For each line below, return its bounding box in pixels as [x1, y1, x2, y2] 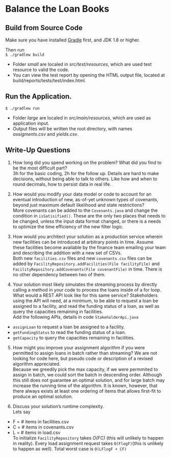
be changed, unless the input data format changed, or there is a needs [12, 218, 161, 224]
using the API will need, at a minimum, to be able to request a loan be [12, 297, 158, 304]
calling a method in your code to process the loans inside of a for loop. [12, 286, 162, 293]
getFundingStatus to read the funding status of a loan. [12, 329, 126, 335]
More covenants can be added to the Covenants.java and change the [12, 207, 158, 213]
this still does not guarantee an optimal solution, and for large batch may [12, 377, 165, 383]
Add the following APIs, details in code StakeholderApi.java [12, 314, 139, 320]
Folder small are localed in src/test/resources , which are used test [12, 61, 152, 67]
